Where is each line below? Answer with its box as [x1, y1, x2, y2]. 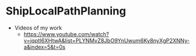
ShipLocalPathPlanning [5, 4, 126, 18]
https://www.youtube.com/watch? [23, 30, 110, 37]
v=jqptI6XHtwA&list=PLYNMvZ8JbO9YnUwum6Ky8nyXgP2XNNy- [23, 37, 190, 44]
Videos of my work [14, 24, 62, 31]
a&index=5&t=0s [23, 43, 66, 51]
